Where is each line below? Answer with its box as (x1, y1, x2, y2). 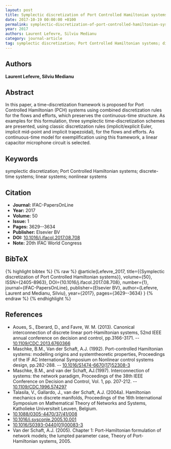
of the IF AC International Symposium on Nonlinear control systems (12, 356, 154, 363)
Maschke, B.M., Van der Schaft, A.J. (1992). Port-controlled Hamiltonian (12, 346, 163, 352)
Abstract (5, 88, 34, 97)
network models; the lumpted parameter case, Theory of (12, 433, 132, 439)
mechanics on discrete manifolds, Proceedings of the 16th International (12, 394, 162, 400)
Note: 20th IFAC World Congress (12, 240, 82, 246)
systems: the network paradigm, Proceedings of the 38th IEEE (12, 373, 144, 379)
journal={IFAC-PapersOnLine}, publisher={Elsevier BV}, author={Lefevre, (5, 284, 159, 290)
